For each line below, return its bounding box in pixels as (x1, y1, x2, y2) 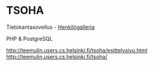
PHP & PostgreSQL (6, 35, 53, 42)
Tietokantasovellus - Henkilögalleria (6, 23, 95, 31)
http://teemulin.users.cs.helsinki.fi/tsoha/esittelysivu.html (6, 46, 148, 54)
